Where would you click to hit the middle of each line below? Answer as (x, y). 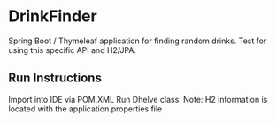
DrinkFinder (53, 16)
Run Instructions (55, 78)
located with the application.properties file (85, 109)
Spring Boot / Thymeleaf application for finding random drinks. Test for (138, 41)
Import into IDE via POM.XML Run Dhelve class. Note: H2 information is (138, 99)
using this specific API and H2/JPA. (73, 50)
